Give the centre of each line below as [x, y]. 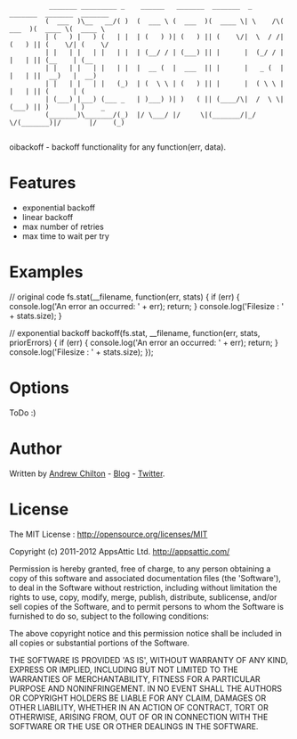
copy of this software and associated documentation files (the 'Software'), [145, 578]
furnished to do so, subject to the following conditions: [109, 616]
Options [39, 388]
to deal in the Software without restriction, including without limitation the [143, 587]
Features [43, 183]
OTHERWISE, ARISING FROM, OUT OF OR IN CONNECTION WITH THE [139, 717]
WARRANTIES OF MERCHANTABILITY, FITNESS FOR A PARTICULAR [135, 678]
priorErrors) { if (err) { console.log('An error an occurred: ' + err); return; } [144, 342]
